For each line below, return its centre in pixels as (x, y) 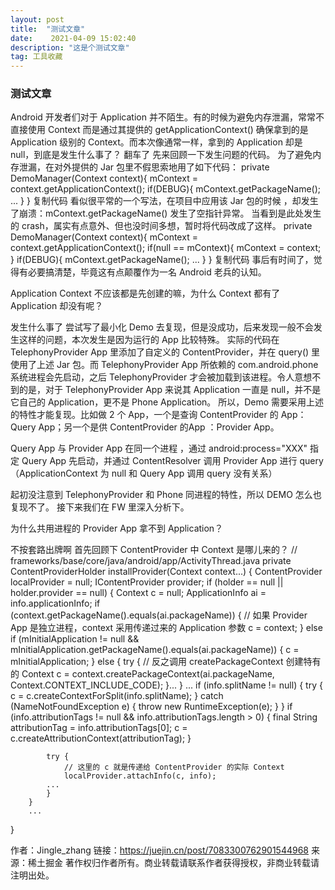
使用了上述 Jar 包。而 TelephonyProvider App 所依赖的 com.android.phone (164, 365)
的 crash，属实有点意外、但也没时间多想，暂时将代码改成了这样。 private (161, 226)
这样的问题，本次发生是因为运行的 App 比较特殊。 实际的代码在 (149, 340)
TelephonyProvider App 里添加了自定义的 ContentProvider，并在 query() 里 (165, 352)
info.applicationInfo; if (55, 603)
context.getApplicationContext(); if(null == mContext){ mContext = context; (166, 248)
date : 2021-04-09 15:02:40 (73, 38)
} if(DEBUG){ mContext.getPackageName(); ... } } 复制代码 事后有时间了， (162, 260)
